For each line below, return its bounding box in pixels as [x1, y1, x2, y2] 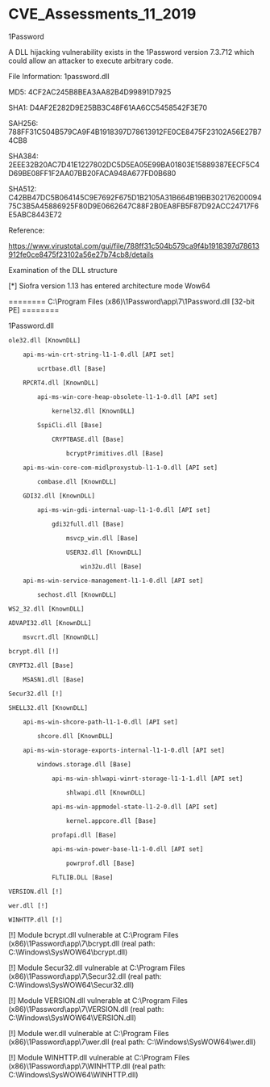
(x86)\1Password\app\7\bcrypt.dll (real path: [8, 938, 156, 948]
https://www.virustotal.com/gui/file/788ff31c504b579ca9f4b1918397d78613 [8, 241, 260, 250]
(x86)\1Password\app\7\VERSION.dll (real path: [8, 1004, 164, 1014]
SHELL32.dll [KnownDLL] [8, 703, 89, 711]
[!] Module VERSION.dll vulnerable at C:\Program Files [8, 995, 188, 1005]
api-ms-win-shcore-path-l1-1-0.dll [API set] [23, 718, 179, 726]
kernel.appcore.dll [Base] [65, 816, 157, 825]
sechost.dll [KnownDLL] [37, 590, 117, 598]
